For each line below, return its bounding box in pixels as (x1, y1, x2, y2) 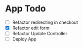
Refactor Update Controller (12, 31, 68, 37)
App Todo (5, 3, 46, 14)
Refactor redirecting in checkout (12, 19, 78, 25)
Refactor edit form (12, 25, 50, 31)
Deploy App (12, 36, 37, 42)
